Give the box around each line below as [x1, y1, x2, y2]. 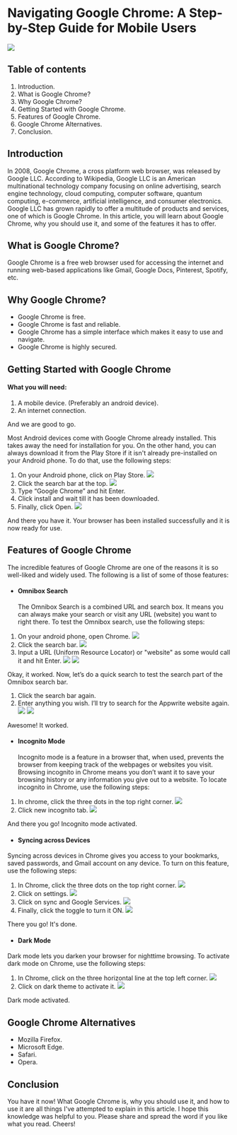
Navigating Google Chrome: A [7, 5, 187, 21]
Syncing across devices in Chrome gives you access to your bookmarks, [7, 851, 219, 860]
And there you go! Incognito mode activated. [7, 820, 138, 828]
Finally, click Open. [17, 502, 73, 511]
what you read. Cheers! [7, 1119, 76, 1129]
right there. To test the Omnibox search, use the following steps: [17, 617, 205, 626]
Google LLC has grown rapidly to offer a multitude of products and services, [7, 204, 229, 213]
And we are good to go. [7, 419, 76, 429]
